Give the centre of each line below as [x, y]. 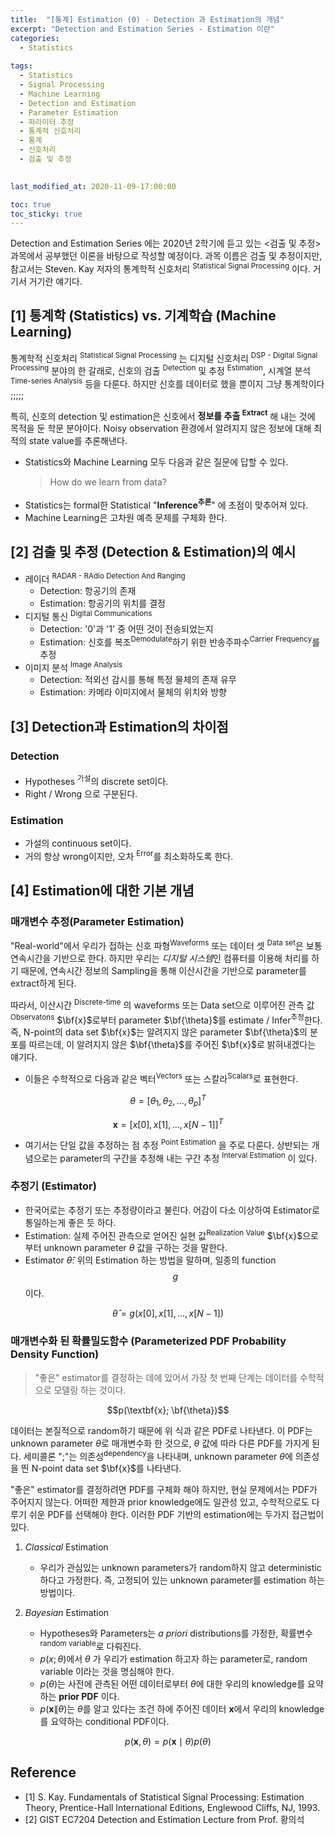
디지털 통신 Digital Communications [88, 616]
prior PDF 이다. [89, 1697]
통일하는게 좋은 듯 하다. [70, 1222]
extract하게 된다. [43, 983]
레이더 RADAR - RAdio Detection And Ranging [105, 578]
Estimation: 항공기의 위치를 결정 [102, 603]
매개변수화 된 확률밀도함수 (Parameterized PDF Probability [148, 1341]
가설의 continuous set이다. [78, 843]
